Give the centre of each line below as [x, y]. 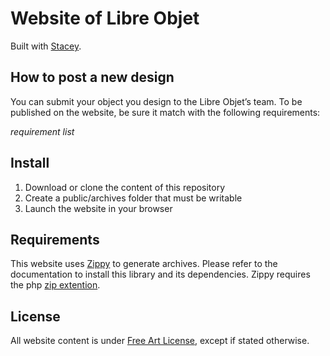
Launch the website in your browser [98, 208]
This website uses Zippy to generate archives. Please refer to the [144, 264]
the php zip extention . [55, 285]
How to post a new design [92, 77]
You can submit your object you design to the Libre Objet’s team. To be [156, 101]
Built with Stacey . [46, 46]
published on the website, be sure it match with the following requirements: [165, 112]
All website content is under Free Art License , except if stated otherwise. [160, 341]
